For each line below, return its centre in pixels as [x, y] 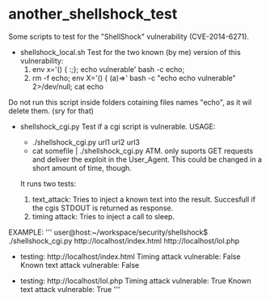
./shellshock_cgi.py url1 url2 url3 [86, 142]
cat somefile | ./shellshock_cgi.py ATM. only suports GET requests [143, 150]
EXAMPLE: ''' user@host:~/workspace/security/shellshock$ [108, 232]
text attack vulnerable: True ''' [70, 289]
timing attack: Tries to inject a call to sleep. [103, 216]
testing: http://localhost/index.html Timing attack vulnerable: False [130, 256]
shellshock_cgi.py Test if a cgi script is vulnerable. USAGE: [118, 126]
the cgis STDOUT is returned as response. [103, 208]
